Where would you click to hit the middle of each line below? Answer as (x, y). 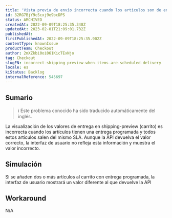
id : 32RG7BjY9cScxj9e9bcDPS (35, 15)
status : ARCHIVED (24, 20)
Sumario (19, 98)
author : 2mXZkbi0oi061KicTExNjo (40, 53)
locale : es (17, 67)
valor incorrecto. (23, 148)
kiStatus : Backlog (25, 72)
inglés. (25, 116)
